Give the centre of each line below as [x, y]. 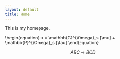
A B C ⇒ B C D [83, 52]
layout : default [22, 10]
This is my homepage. [28, 28]
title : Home [17, 14]
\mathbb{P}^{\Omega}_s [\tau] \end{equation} [52, 42]
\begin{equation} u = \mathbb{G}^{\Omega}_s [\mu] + [60, 38]
